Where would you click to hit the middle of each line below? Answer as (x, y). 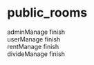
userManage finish (34, 39)
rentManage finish (33, 46)
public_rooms (47, 13)
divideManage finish (36, 54)
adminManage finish (36, 32)
